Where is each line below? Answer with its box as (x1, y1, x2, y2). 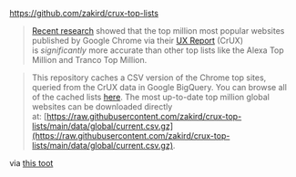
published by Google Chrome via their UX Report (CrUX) (31, 36, 244, 46)
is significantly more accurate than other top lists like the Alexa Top (31, 45, 284, 56)
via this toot (9, 158, 54, 168)
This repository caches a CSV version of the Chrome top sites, (31, 72, 267, 83)
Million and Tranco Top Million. (31, 55, 148, 65)
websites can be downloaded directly (31, 101, 173, 112)
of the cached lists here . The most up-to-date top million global (31, 91, 270, 102)
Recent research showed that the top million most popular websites (31, 26, 285, 36)
